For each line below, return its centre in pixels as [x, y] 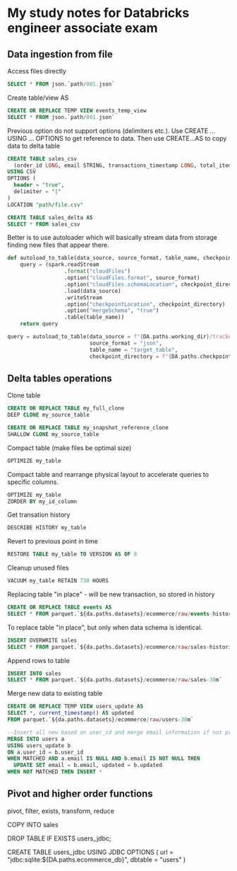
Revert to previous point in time [53, 541]
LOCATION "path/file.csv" [45, 204]
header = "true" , [39, 185]
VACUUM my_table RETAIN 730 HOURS [58, 581]
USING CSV [22, 172]
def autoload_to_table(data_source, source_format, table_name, [104, 258]
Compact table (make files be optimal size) [69, 448]
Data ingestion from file [60, 54]
